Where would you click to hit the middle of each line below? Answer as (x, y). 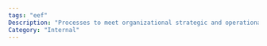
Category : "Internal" (44, 30)
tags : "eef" (28, 15)
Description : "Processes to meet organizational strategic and (115, 23)
